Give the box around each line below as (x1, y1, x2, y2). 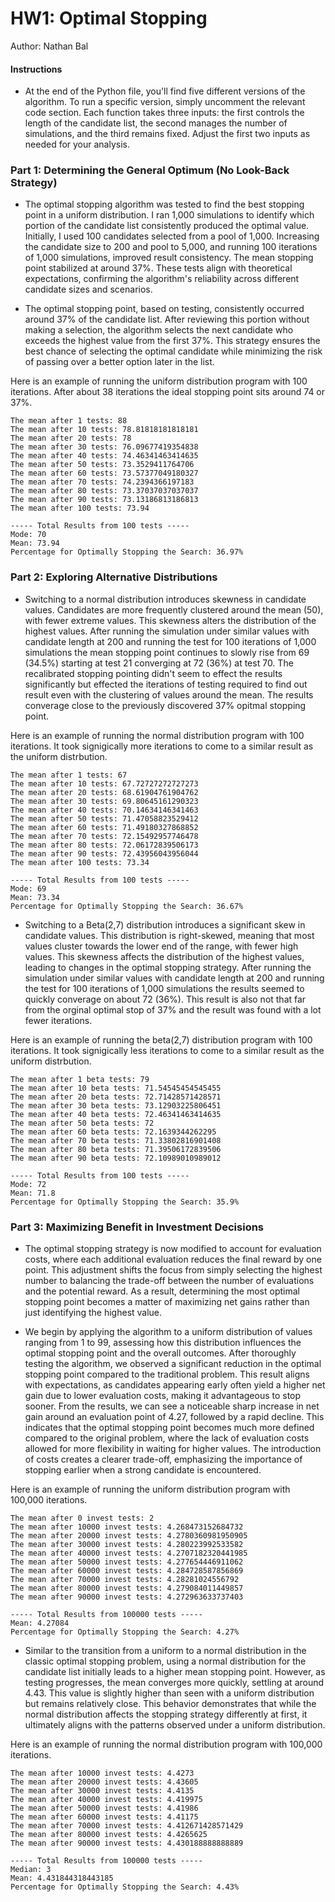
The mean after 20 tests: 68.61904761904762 (10, 787, 199, 797)
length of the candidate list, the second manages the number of (24, 117, 288, 129)
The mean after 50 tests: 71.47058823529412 (10, 813, 199, 824)
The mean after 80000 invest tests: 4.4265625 (10, 1830, 208, 1840)
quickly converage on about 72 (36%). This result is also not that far (24, 993, 307, 1005)
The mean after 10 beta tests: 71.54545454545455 (10, 1083, 222, 1093)
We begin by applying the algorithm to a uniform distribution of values (24, 1326, 313, 1338)
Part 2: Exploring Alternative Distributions (10, 570, 218, 584)
